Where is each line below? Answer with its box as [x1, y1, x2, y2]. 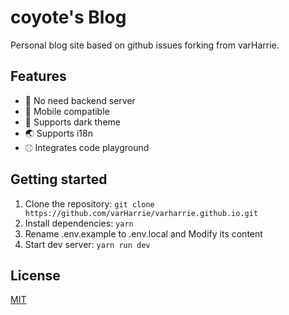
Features [10, 68, 67, 85]
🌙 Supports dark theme [24, 116, 121, 128]
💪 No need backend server [24, 94, 136, 106]
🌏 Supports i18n [24, 127, 93, 139]
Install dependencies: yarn [24, 217, 134, 229]
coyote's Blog [10, 6, 127, 29]
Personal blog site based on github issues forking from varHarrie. [10, 39, 280, 51]
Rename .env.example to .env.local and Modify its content [24, 227, 263, 240]
